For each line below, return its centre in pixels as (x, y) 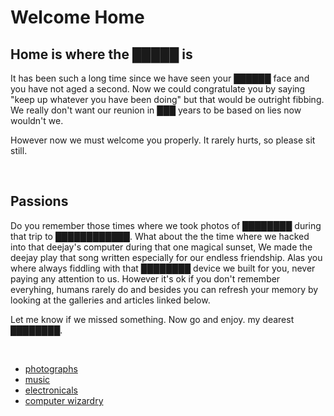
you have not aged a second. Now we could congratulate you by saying (158, 89)
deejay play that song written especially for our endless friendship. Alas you (166, 257)
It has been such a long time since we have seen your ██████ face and (160, 78)
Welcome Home (77, 17)
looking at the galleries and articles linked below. (110, 300)
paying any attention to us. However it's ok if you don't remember (145, 278)
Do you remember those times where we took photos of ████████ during (166, 225)
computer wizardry (64, 400)
